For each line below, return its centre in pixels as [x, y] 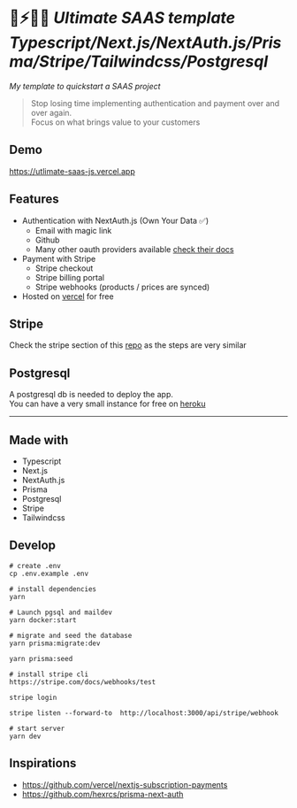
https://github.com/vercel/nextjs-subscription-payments [125, 784]
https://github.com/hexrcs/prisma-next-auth [103, 794]
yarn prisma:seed [41, 658]
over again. [51, 112]
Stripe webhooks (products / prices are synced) [122, 287]
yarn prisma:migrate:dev [55, 643]
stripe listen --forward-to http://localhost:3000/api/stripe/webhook [144, 713]
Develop [32, 546]
